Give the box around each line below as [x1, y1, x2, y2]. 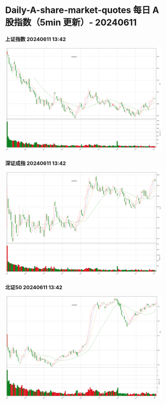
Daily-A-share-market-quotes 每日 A [5, 4, 160, 16]
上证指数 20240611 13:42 [5, 36, 66, 43]
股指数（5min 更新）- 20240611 [5, 17, 137, 28]
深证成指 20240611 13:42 [5, 159, 66, 166]
